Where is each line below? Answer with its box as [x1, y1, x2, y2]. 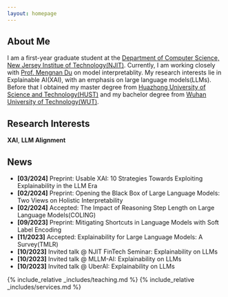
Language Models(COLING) [17, 211, 96, 219]
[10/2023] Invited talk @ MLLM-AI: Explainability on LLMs [17, 255, 182, 263]
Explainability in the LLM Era [17, 182, 98, 190]
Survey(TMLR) [17, 240, 59, 249]
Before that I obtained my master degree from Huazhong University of [7, 83, 206, 92]
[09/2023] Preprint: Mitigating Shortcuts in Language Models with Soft [17, 218, 219, 227]
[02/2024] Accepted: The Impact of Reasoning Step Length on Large [17, 204, 215, 212]
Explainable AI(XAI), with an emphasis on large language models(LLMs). [7, 76, 211, 84]
